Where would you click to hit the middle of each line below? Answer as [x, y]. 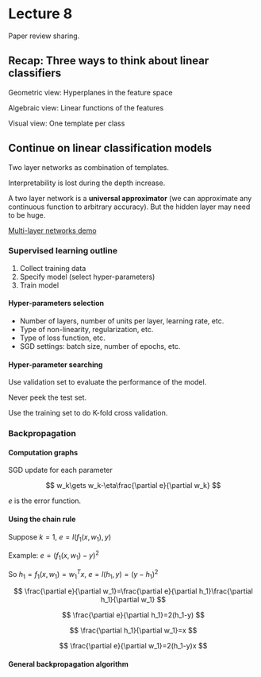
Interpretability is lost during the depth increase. [87, 183]
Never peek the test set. [48, 397]
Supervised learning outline [63, 251]
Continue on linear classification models [110, 148]
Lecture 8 [40, 14]
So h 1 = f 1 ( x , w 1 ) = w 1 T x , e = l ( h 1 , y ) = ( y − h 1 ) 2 [83, 574]
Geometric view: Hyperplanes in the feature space [90, 92]
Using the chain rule [42, 519]
